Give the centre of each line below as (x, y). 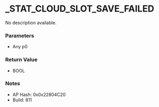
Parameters (20, 36)
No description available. (31, 23)
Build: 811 (22, 100)
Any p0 (20, 47)
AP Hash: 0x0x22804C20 (39, 94)
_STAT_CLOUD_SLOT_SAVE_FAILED (80, 9)
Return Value (21, 60)
